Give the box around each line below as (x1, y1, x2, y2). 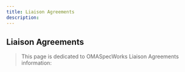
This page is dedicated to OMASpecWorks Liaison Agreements (21, 53, 180, 61)
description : (6, 15, 40, 21)
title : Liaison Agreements (6, 8, 75, 15)
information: (21, 59, 52, 67)
